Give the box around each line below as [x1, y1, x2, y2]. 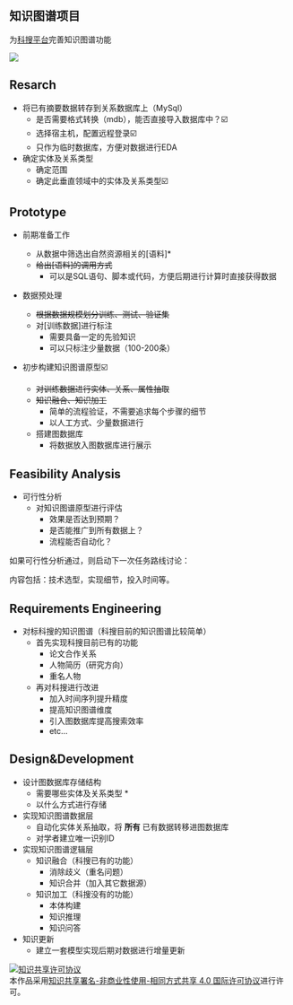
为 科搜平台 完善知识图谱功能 [9, 34, 112, 45]
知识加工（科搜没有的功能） [35, 888, 139, 899]
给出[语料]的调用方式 [35, 259, 113, 271]
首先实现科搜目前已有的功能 [35, 637, 139, 648]
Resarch [9, 77, 56, 92]
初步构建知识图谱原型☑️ [22, 362, 108, 372]
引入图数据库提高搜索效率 [48, 716, 144, 727]
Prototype [9, 205, 67, 220]
